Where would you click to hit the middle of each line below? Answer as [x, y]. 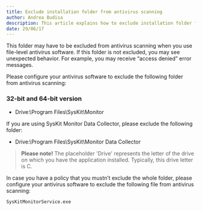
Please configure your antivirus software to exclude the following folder [95, 77]
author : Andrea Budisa [35, 17]
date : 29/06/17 [25, 29]
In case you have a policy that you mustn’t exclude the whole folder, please [99, 178]
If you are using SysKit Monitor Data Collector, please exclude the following [99, 124]
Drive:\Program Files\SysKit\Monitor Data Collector [78, 142]
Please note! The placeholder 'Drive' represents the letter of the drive [107, 153]
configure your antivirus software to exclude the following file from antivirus [100, 184]
